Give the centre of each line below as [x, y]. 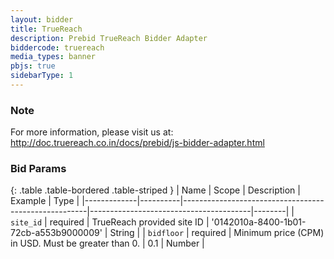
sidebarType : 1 [42, 76]
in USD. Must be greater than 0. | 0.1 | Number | [107, 243]
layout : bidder [42, 19]
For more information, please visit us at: [92, 132]
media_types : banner [53, 57]
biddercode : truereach [57, 47]
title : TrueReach [46, 29]
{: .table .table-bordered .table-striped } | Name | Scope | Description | [155, 190]
